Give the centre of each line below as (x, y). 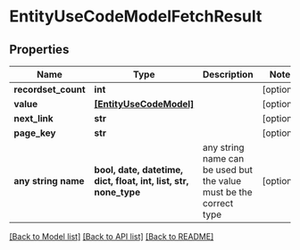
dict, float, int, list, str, (142, 181)
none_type (117, 192)
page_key (35, 133)
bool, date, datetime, (139, 170)
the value (222, 181)
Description (228, 75)
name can (223, 158)
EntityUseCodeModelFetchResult (136, 17)
